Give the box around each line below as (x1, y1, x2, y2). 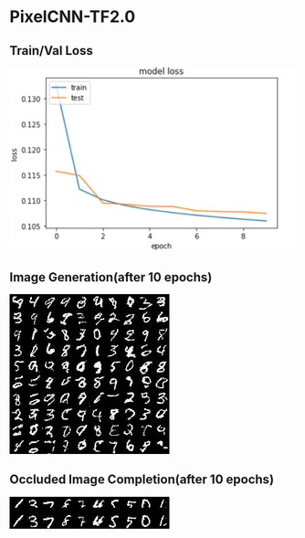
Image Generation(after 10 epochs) (9, 269, 213, 285)
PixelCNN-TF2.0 (9, 6, 136, 27)
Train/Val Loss (9, 43, 93, 58)
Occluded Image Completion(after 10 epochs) (9, 472, 275, 488)
